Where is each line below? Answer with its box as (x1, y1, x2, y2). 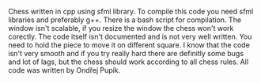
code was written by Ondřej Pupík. (8, 66, 121, 74)
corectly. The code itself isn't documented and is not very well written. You (8, 32, 252, 41)
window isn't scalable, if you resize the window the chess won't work (8, 24, 234, 32)
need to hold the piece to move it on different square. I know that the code (8, 40, 251, 50)
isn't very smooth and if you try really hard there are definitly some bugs (8, 49, 244, 58)
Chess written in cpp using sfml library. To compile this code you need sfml (8, 7, 254, 16)
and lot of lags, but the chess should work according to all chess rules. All (8, 57, 249, 66)
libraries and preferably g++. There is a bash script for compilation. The (8, 15, 242, 25)
